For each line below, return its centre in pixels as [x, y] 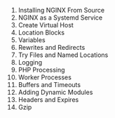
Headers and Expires [48, 100]
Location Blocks [41, 32]
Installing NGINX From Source [61, 10]
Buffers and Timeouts [49, 85]
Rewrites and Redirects [52, 47]
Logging [30, 62]
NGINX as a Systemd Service [60, 18]
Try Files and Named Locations [63, 55]
